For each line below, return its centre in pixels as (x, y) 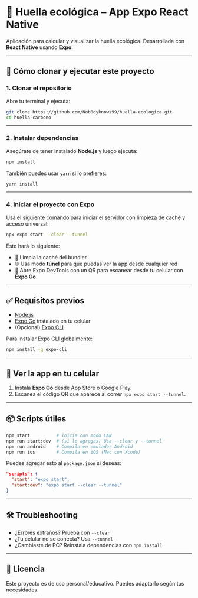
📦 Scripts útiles (36, 419)
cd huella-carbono (29, 118)
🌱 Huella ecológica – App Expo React (97, 12)
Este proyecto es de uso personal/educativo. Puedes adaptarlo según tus (95, 583)
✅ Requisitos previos (45, 300)
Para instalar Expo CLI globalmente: (49, 339)
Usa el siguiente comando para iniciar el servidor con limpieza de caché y (96, 217)
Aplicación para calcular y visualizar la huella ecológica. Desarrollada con (95, 41)
